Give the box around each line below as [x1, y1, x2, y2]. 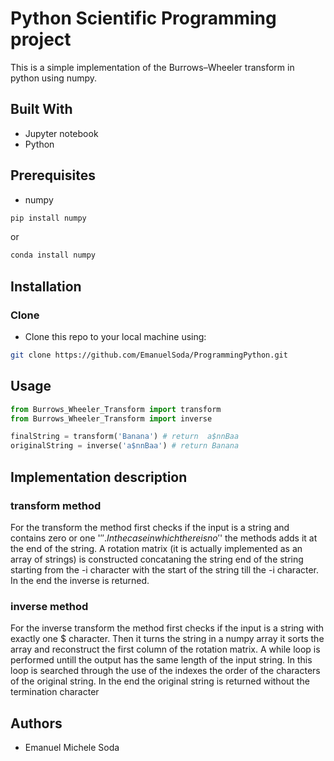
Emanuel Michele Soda [24, 741, 120, 753]
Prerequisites [10, 167, 96, 184]
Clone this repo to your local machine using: [24, 331, 207, 342]
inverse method [10, 599, 89, 613]
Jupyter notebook [24, 127, 99, 139]
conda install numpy [10, 250, 97, 261]
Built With [10, 101, 73, 118]
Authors [10, 715, 63, 732]
